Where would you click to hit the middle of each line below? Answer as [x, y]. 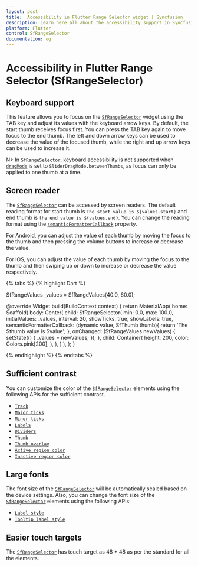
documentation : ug [29, 39]
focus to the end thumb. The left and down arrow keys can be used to [91, 136]
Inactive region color [42, 456]
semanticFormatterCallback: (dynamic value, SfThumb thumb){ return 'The [97, 325]
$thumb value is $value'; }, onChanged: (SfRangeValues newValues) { [91, 331]
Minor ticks [29, 419]
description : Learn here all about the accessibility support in [88, 22]
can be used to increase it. [38, 148]
